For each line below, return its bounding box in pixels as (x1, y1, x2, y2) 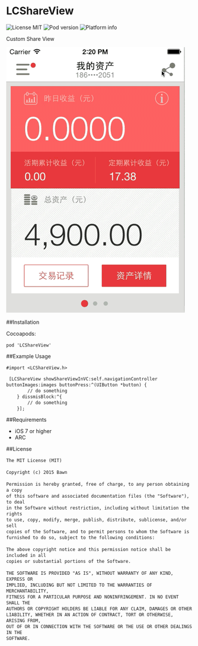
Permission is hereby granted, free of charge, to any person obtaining (6, 481, 190, 487)
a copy (6, 487, 23, 493)
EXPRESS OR (6, 576, 33, 582)
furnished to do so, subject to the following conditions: (6, 534, 155, 540)
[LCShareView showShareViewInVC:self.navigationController (8, 375, 158, 382)
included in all (6, 552, 46, 558)
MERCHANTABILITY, (6, 588, 49, 594)
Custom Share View (6, 35, 55, 42)
